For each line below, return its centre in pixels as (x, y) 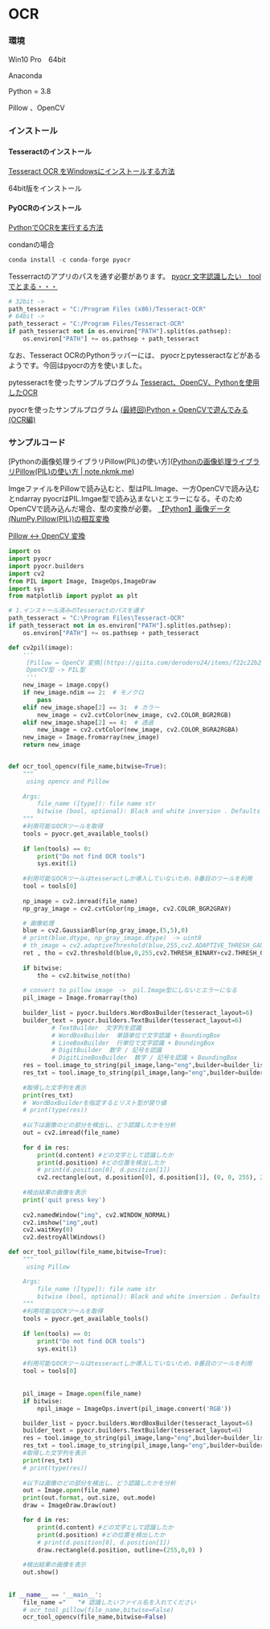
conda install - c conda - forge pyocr (70, 260)
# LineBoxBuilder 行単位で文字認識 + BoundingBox (133, 1043)
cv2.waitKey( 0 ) (48, 1230)
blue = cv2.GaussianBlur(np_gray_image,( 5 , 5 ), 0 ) (106, 930)
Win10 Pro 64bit (37, 60)
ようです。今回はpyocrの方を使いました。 (78, 365)
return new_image (52, 745)
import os (25, 551)
